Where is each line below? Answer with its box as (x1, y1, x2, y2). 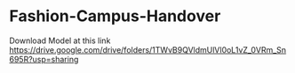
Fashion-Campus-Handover (9, 6, 221, 26)
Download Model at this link (9, 35, 111, 46)
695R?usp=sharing (9, 54, 79, 64)
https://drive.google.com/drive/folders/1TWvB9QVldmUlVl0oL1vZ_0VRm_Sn (9, 44, 287, 55)
